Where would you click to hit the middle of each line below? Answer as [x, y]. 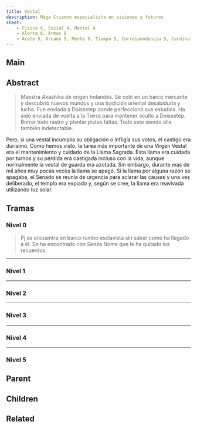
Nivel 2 [16, 293]
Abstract [23, 83]
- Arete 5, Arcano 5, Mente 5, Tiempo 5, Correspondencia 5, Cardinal [105, 39]
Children [22, 399]
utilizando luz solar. [29, 190]
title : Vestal [23, 11]
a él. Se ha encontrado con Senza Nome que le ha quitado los [95, 244]
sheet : [14, 22]
